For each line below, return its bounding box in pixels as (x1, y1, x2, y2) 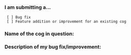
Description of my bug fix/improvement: (4, 43, 101, 50)
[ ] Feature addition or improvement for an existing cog (6, 19, 127, 24)
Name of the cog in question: (4, 31, 74, 37)
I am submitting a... (4, 4, 51, 11)
